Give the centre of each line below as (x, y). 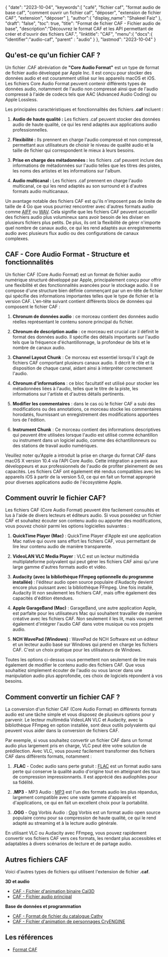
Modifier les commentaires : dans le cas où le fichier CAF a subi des (84, 403)
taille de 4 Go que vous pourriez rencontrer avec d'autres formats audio (79, 206)
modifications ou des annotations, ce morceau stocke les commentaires (87, 409)
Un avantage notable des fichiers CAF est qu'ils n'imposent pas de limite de (83, 201)
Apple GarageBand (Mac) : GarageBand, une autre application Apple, (85, 608)
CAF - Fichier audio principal (42, 896)
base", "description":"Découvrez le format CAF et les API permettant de (79, 29)
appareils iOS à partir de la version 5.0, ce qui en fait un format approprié (80, 476)
